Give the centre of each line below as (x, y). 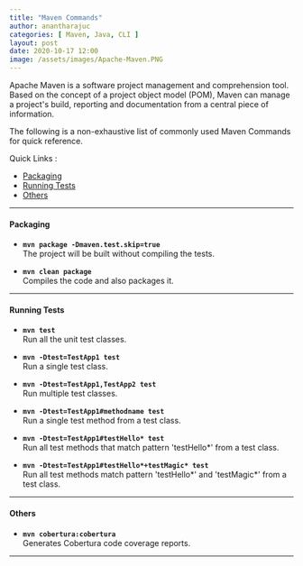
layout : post (34, 43)
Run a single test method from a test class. (102, 421)
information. (32, 114)
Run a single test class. (65, 367)
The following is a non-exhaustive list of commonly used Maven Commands (150, 131)
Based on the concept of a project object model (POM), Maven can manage (150, 95)
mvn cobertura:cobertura (69, 534)
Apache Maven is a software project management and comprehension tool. (149, 85)
